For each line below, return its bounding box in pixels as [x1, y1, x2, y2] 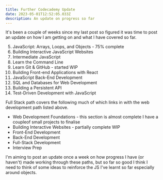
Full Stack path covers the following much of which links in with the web [5, 100, 150, 105]
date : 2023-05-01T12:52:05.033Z [5, 12, 71, 16]
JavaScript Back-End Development [12, 75, 83, 80]
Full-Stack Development [12, 140, 61, 146]
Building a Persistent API [12, 85, 62, 91]
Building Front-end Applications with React [12, 70, 98, 75]
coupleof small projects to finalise [12, 119, 81, 125]
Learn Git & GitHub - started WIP [12, 64, 78, 70]
